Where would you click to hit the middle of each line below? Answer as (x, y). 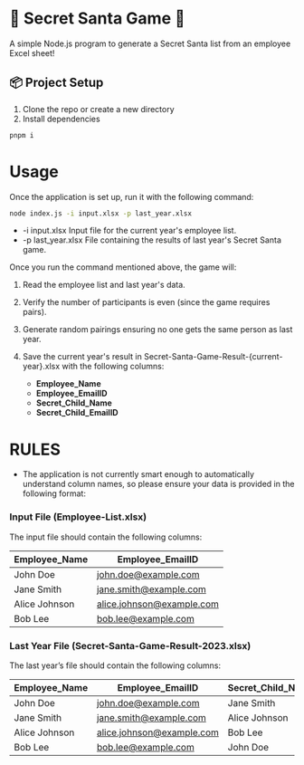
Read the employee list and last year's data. (104, 285)
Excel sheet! (32, 53)
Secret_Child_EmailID (77, 413)
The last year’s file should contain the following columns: (115, 665)
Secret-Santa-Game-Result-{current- (213, 357)
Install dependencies (62, 119)
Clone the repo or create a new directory (98, 109)
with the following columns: (113, 367)
